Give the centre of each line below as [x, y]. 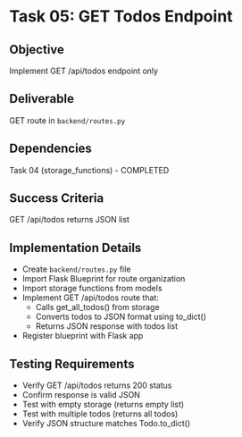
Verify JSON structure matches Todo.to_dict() [106, 424]
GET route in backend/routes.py [67, 120]
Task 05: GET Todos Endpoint [121, 17]
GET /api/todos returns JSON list [69, 220]
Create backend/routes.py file [76, 269]
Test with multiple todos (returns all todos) [100, 414]
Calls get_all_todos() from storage [97, 307]
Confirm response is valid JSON [81, 395]
